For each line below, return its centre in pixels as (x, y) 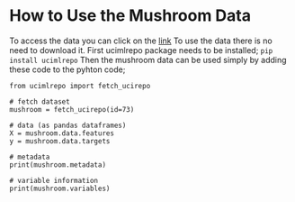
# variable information (54, 180)
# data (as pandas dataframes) (68, 125)
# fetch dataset (40, 101)
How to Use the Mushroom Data (130, 16)
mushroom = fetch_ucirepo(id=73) (72, 109)
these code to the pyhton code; (67, 69)
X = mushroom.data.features (62, 133)
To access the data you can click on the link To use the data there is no (141, 41)
